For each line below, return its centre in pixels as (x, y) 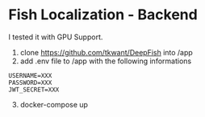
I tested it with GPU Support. (56, 37)
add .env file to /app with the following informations (106, 61)
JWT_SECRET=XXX (34, 90)
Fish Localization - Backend (103, 15)
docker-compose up (54, 104)
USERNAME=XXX (30, 75)
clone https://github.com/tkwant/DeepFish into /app (107, 52)
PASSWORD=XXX (30, 83)
